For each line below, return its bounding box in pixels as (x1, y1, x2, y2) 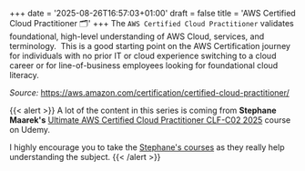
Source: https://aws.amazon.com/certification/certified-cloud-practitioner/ (9, 87, 290, 98)
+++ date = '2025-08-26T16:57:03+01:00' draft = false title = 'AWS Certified (9, 8, 296, 18)
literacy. (9, 70, 39, 80)
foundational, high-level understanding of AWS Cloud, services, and (9, 31, 265, 42)
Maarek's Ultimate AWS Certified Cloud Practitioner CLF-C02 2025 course (9, 115, 291, 126)
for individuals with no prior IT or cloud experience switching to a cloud (9, 50, 277, 61)
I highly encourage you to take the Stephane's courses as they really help (9, 142, 285, 153)
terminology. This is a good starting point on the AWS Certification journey (9, 41, 291, 51)
